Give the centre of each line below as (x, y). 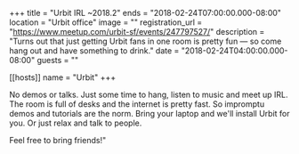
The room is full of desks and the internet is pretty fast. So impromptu (137, 104)
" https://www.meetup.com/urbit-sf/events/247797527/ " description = (137, 32)
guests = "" (58, 60)
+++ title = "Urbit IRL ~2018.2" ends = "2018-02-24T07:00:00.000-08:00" (145, 13)
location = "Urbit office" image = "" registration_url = (106, 22)
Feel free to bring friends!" (58, 140)
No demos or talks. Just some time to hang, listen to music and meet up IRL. (149, 94)
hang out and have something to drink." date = (94, 51)
